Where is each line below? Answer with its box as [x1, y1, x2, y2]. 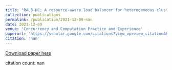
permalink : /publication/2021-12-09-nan [5, 17, 93, 22]
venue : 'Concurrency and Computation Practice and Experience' [5, 27, 143, 32]
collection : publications [5, 12, 60, 17]
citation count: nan [5, 60, 45, 66]
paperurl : [5, 31, 27, 36]
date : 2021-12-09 [5, 21, 42, 27]
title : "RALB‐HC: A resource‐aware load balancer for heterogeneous [5, 7, 155, 13]
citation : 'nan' [5, 36, 40, 41]
